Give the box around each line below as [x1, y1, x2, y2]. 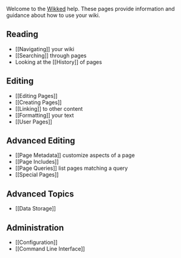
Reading [6, 29, 38, 40]
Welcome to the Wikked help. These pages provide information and [6, 5, 175, 12]
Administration [6, 222, 64, 233]
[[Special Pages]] [15, 171, 59, 178]
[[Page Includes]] [15, 158, 59, 166]
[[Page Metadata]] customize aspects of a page [15, 152, 135, 159]
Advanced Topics [6, 189, 74, 199]
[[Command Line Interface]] [15, 245, 85, 253]
